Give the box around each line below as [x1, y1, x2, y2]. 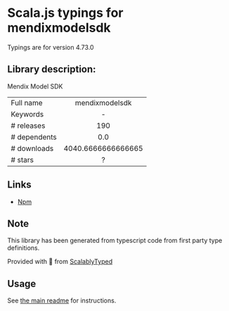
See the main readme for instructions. [7, 296, 117, 305]
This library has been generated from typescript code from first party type [7, 237, 223, 245]
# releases [11, 121, 46, 131]
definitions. [7, 244, 40, 252]
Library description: [7, 63, 96, 75]
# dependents [11, 132, 58, 142]
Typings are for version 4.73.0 [7, 43, 94, 51]
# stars [11, 154, 34, 164]
